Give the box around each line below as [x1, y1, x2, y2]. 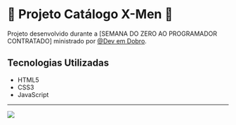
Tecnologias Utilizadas [7, 57, 110, 69]
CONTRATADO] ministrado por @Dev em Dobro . [7, 36, 147, 45]
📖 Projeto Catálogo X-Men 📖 [7, 6, 173, 22]
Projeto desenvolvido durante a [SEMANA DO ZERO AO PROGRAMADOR [7, 29, 218, 38]
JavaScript [17, 90, 49, 98]
